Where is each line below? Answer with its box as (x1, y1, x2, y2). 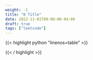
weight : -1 (5, 7, 28, 12)
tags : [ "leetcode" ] (5, 26, 46, 31)
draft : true (5, 21, 30, 26)
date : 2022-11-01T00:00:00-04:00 (5, 16, 75, 21)
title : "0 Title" (5, 12, 42, 17)
